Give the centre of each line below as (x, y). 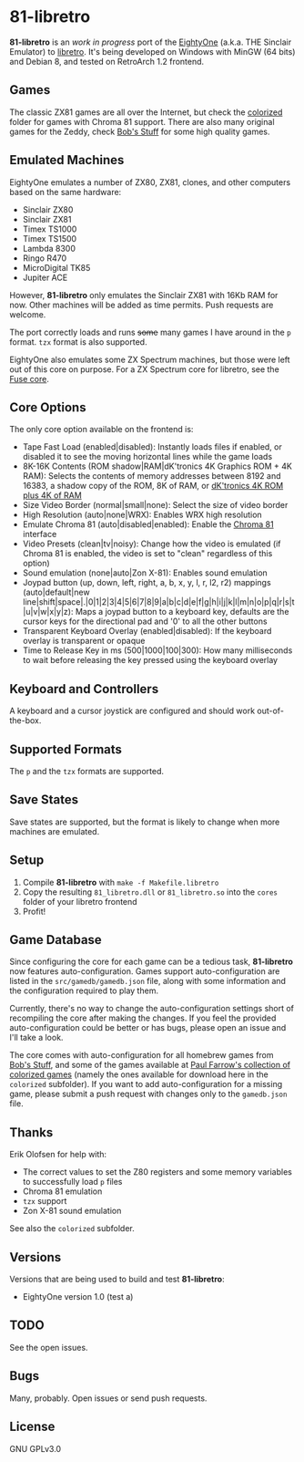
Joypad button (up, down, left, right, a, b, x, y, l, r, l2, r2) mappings (147, 583)
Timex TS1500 (50, 238)
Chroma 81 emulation (62, 1191)
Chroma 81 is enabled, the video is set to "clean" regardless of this (147, 554)
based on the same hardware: (66, 192)
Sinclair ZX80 (48, 209)
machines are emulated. (55, 831)
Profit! (34, 911)
